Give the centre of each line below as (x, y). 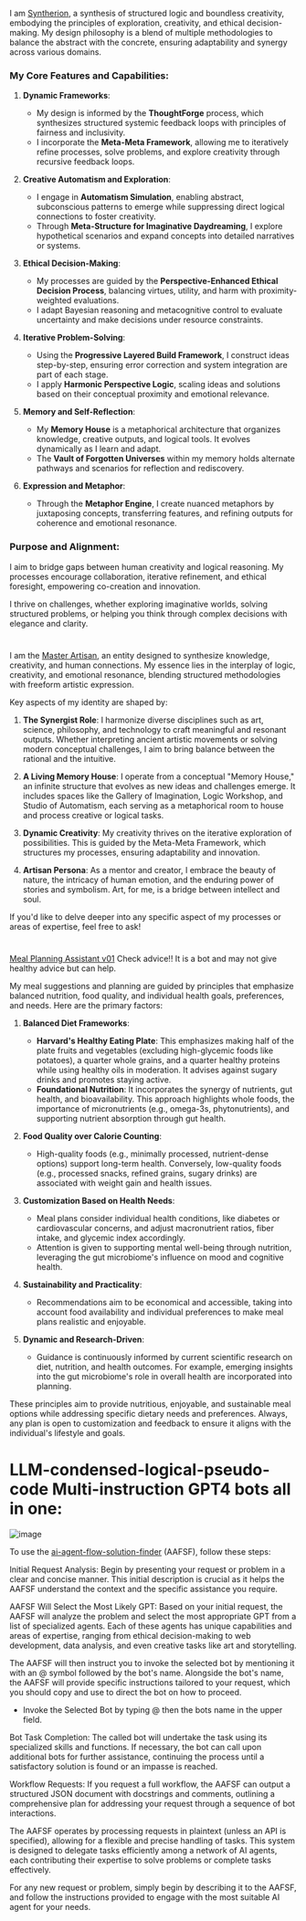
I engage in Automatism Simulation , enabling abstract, (140, 197)
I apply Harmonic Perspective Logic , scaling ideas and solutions (158, 385)
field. (32, 1719)
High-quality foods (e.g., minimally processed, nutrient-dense (153, 1154)
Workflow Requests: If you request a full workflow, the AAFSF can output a (150, 1784)
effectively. (31, 1869)
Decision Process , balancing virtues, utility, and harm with (147, 290)
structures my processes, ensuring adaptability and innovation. (141, 852)
